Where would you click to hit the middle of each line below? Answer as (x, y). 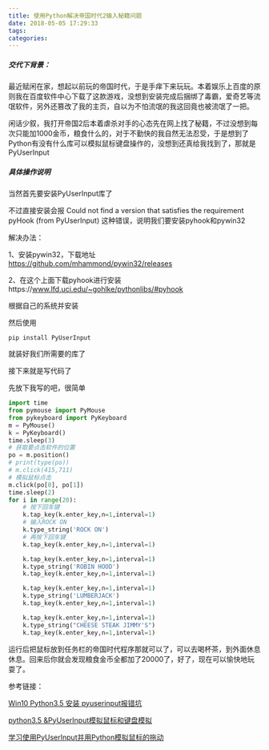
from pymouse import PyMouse (57, 411)
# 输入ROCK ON (45, 522)
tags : (17, 30)
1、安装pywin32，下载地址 (52, 255)
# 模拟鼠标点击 (30, 478)
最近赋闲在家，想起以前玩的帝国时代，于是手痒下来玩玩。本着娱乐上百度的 (131, 87)
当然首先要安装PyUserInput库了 (60, 194)
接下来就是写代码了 (40, 371)
